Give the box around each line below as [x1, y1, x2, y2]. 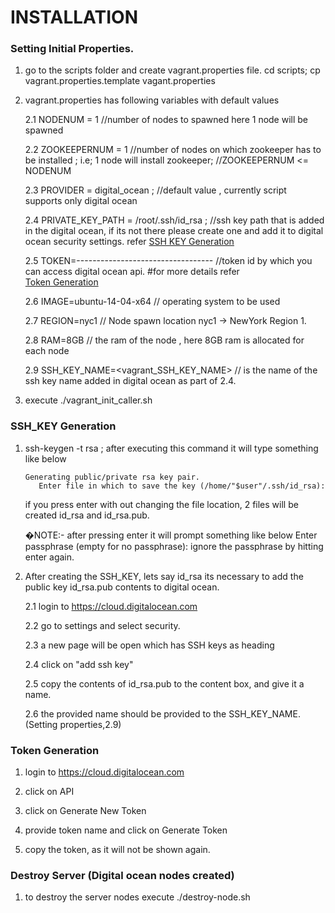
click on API [24, 786, 75, 798]
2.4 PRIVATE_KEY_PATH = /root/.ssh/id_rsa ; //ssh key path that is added [24, 214, 325, 226]
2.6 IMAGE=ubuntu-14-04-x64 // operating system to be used [24, 296, 281, 308]
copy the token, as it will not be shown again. [24, 844, 211, 856]
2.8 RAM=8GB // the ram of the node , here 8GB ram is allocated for [24, 334, 305, 346]
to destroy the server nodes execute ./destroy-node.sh [24, 891, 251, 903]
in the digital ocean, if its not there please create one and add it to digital [24, 225, 324, 237]
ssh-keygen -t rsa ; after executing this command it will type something [24, 442, 319, 454]
